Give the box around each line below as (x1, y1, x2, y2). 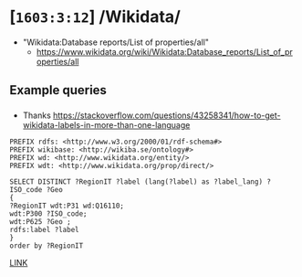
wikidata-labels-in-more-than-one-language (22, 120, 191, 131)
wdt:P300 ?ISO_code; (9, 209, 89, 218)
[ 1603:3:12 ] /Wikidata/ (9, 6, 181, 27)
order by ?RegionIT (9, 241, 84, 250)
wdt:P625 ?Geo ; (9, 218, 71, 227)
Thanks (22, 110, 52, 121)
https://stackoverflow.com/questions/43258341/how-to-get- (53, 110, 281, 121)
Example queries (9, 82, 108, 98)
